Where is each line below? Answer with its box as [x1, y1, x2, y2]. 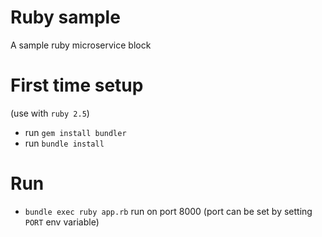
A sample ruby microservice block [10, 39, 152, 51]
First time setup [10, 74, 144, 97]
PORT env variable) [24, 216, 100, 228]
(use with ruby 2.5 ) [10, 107, 90, 119]
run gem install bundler [24, 126, 127, 138]
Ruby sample [10, 6, 121, 29]
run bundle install [24, 137, 105, 149]
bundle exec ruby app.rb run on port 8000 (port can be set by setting [24, 205, 313, 217]
